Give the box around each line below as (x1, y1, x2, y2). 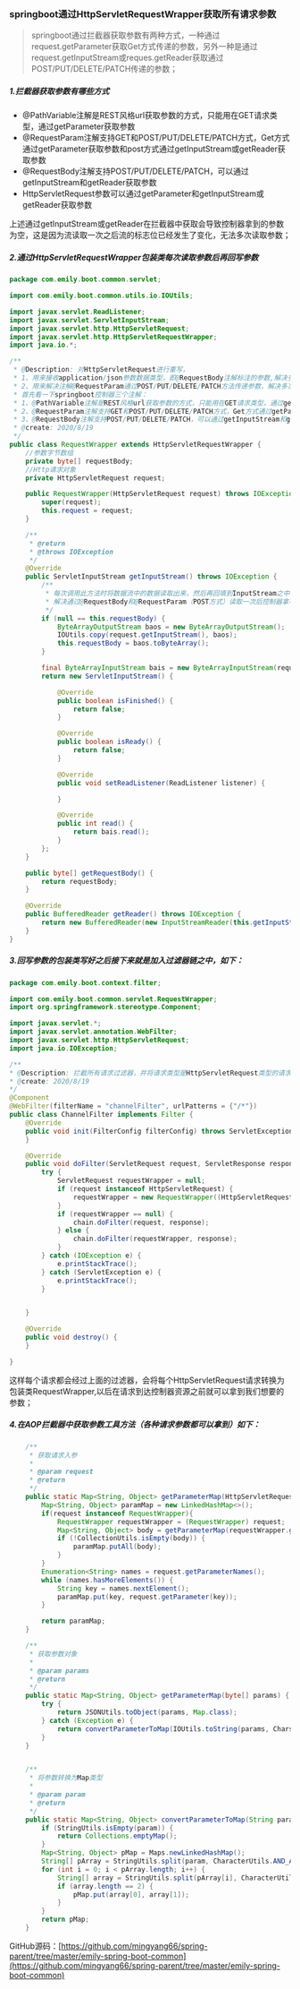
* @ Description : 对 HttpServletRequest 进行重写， (12, 365, 190, 374)
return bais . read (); (72, 827, 150, 836)
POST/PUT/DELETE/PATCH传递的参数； (30, 64, 179, 74)
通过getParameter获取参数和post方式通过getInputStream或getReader (21, 143, 279, 154)
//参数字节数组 (25, 448, 74, 458)
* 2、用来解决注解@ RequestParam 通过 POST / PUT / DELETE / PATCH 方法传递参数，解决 (12, 382, 281, 390)
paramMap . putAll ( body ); (72, 1542, 162, 1551)
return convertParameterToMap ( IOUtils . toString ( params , (56, 1724, 270, 1734)
